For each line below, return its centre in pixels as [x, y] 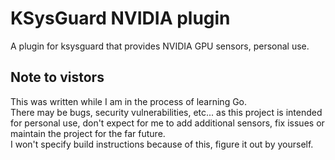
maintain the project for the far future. [88, 133]
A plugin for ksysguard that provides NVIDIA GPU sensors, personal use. [160, 46]
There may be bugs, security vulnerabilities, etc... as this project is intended [166, 112]
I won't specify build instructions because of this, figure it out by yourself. [162, 144]
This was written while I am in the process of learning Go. [129, 101]
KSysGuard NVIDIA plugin [120, 18]
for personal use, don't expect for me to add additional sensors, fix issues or [167, 123]
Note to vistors [57, 77]
